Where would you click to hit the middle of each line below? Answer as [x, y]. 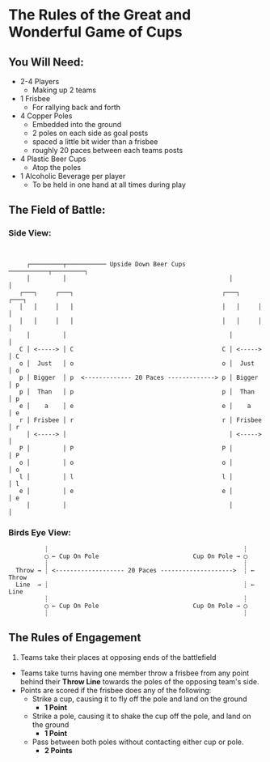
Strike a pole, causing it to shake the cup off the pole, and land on [141, 716]
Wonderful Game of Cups [95, 32]
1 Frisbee [35, 98]
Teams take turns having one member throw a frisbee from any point [134, 673]
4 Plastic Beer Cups [53, 159]
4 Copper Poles [46, 116]
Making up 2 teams [64, 90]
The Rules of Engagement [75, 638]
